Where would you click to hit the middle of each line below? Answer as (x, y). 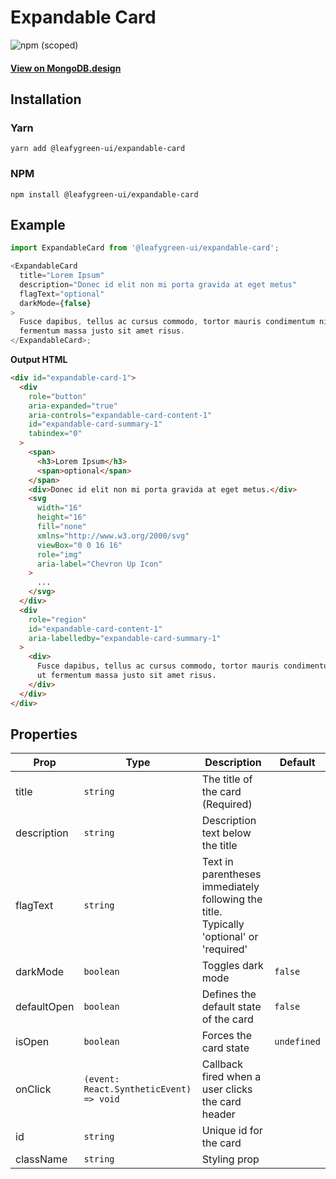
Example (38, 224)
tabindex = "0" (55, 434)
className (41, 1159)
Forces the (227, 1036)
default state (231, 1007)
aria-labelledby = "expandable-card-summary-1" (125, 638)
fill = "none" (61, 527)
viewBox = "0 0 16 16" (79, 545)
